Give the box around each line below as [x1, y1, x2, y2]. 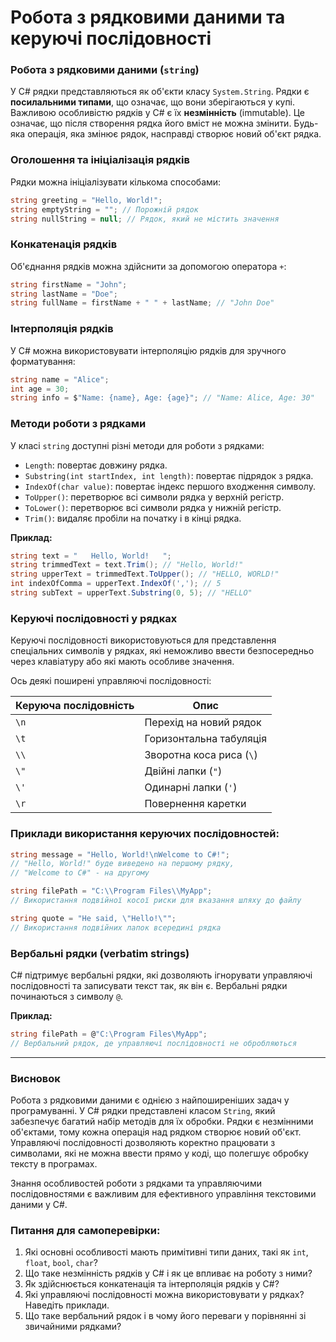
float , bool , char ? [24, 1257, 99, 1269]
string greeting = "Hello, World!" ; [10, 195, 163, 205]
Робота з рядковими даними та [10, 6, 286, 29]
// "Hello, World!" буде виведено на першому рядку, [10, 859, 235, 869]
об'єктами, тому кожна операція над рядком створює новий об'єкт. [10, 1126, 302, 1138]
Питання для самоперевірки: [10, 1223, 161, 1237]
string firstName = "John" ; [10, 279, 128, 290]
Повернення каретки [144, 797, 247, 811]
